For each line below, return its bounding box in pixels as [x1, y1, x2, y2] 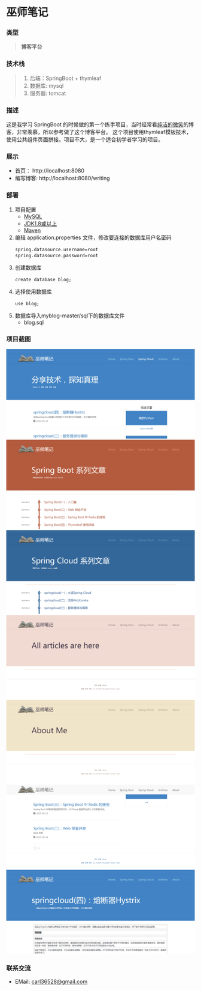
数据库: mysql [29, 82, 64, 89]
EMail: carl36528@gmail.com [14, 978, 88, 986]
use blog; [14, 300, 40, 306]
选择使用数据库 [14, 288, 52, 295]
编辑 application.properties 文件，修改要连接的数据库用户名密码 [14, 234, 172, 241]
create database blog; [14, 276, 72, 282]
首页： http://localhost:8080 [14, 167, 85, 174]
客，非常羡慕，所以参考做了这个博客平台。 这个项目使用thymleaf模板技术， [6, 129, 192, 136]
